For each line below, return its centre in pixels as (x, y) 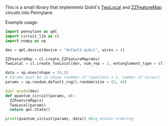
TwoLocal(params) (28, 105)
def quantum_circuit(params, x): (40, 96)
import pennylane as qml (31, 32)
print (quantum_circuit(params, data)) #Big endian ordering (70, 119)
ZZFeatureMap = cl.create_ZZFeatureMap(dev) (53, 59)
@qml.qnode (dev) (22, 91)
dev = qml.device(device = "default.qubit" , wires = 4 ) (65, 50)
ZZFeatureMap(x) (27, 100)
